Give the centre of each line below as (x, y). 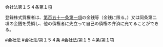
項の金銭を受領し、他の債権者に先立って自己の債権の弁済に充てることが (78, 23)
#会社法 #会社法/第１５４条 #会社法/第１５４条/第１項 (60, 40)
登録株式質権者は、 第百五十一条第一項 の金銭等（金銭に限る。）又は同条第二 (81, 17)
